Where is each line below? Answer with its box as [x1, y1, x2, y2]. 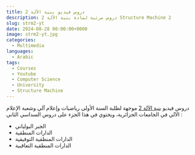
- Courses [11, 65, 36, 71]
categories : [6, 37, 36, 43]
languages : [6, 48, 34, 54]
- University [11, 82, 45, 88]
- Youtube [11, 71, 36, 77]
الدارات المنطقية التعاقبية [14, 142, 71, 149]
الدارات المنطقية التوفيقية [14, 135, 73, 142]
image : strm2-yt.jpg [6, 31, 59, 38]
